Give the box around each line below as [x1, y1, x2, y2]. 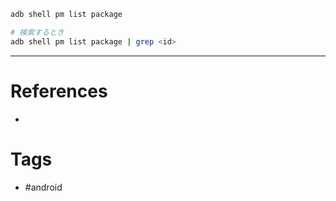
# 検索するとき [10, 27, 65, 37]
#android [24, 181, 63, 193]
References [10, 80, 108, 102]
